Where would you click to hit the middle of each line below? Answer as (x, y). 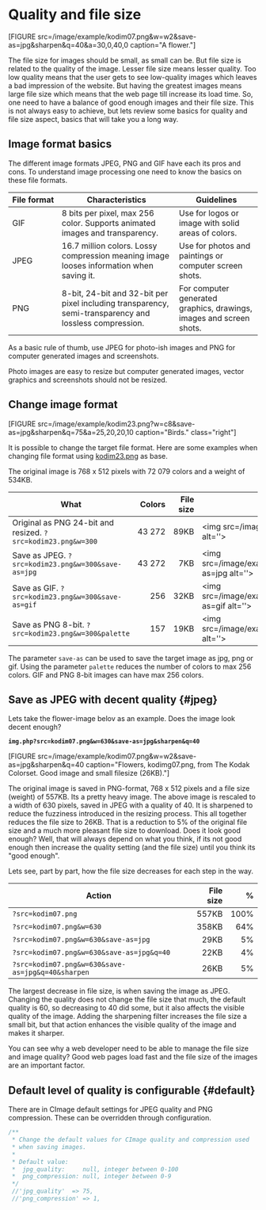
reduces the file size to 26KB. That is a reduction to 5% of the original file (128, 823)
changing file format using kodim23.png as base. (88, 456)
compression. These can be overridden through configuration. (110, 1118)
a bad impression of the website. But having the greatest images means (125, 86)
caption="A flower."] (163, 44)
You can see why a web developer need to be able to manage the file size (129, 1048)
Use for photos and (215, 246)
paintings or (201, 255)
